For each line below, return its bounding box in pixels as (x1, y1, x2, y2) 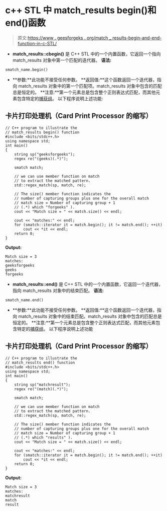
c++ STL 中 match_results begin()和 (5, 5, 157, 16)
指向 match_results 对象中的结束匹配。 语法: (12, 287, 104, 294)
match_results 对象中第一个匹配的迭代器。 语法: (12, 57, 112, 63)
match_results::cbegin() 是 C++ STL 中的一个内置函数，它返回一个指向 (12, 51, 161, 57)
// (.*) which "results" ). (14, 435, 73, 440)
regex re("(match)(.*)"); (14, 386, 69, 392)
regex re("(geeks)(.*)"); (14, 156, 69, 161)
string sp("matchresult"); (14, 382, 71, 387)
